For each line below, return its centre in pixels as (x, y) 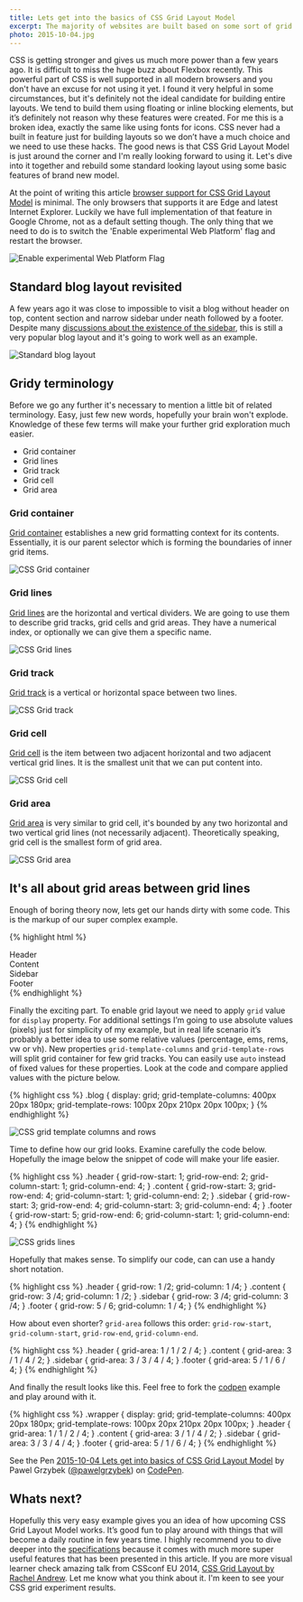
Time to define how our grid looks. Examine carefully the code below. (138, 1149)
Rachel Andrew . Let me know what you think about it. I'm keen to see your (147, 1579)
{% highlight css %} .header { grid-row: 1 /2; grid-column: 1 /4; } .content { (148, 1287)
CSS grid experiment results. (63, 1588)
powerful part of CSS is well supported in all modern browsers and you (141, 80)
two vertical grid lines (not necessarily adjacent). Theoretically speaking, (144, 833)
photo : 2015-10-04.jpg (52, 34)
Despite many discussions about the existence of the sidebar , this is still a (146, 328)
